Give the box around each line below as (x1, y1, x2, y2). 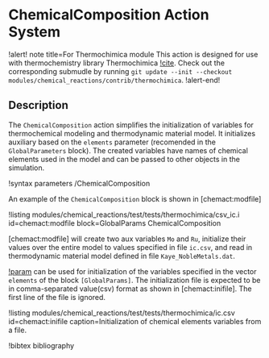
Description (8, 98, 68, 112)
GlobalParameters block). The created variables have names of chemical (8, 145, 248, 155)
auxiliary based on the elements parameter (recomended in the (8, 137, 216, 147)
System (8, 23, 61, 41)
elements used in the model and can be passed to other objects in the (8, 154, 240, 164)
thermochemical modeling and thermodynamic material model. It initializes (8, 128, 256, 138)
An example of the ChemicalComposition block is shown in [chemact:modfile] (8, 194, 262, 203)
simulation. (8, 163, 45, 173)
